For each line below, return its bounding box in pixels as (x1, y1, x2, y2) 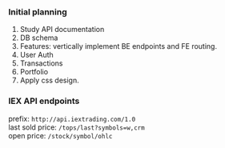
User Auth (19, 50, 54, 60)
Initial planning (8, 6, 68, 18)
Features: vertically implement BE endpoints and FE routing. (19, 42, 218, 51)
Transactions (19, 58, 63, 68)
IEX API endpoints (8, 95, 80, 106)
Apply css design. (19, 75, 79, 86)
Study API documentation (19, 25, 105, 34)
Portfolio (19, 67, 49, 77)
